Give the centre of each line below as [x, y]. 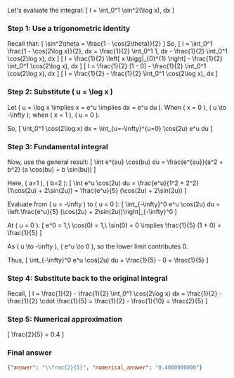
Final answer [30, 353]
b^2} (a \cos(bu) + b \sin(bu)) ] [52, 169]
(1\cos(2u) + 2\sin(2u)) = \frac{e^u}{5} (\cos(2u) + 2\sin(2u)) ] [97, 190]
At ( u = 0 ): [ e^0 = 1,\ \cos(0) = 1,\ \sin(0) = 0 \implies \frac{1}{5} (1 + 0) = [115, 225]
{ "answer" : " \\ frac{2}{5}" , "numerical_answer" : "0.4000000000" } [105, 367]
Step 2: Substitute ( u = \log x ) [60, 92]
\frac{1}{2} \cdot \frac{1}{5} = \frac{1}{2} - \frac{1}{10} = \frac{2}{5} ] [108, 301]
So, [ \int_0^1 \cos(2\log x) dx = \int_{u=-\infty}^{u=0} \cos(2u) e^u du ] [110, 128]
